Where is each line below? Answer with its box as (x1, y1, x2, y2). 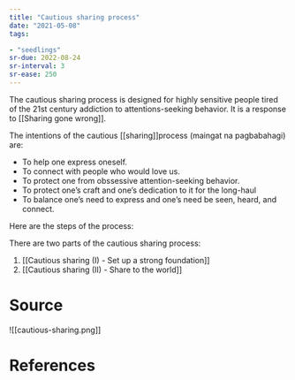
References (9, 355, 95, 376)
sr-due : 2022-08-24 (9, 54, 81, 63)
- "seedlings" (9, 45, 62, 54)
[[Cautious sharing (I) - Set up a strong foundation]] (21, 255, 210, 265)
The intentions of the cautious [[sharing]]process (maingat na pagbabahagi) (9, 130, 286, 141)
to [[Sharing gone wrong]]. (9, 112, 107, 124)
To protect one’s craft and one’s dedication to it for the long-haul (21, 185, 257, 195)
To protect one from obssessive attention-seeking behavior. (21, 175, 240, 186)
